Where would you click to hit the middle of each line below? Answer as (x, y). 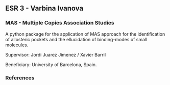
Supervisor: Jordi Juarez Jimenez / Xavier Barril (56, 54)
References (20, 77)
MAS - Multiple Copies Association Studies (60, 23)
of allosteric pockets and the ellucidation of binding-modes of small (76, 39)
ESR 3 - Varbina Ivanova (44, 8)
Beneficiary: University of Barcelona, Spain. (51, 64)
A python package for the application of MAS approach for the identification (85, 34)
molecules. (17, 45)
